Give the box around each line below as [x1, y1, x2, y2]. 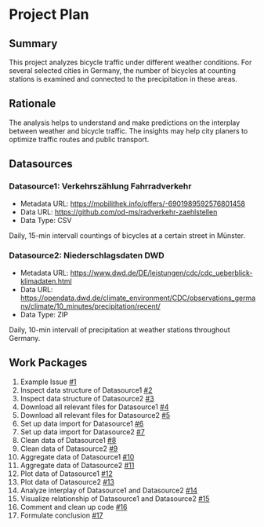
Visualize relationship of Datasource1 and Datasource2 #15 [20, 493, 210, 503]
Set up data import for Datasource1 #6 [20, 419, 144, 428]
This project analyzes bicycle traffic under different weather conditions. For [9, 57, 252, 67]
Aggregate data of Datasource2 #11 [20, 460, 135, 470]
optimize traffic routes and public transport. [9, 134, 150, 144]
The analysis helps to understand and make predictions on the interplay [9, 118, 240, 127]
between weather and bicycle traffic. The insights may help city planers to [9, 126, 248, 135]
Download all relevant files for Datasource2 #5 [20, 410, 171, 419]
